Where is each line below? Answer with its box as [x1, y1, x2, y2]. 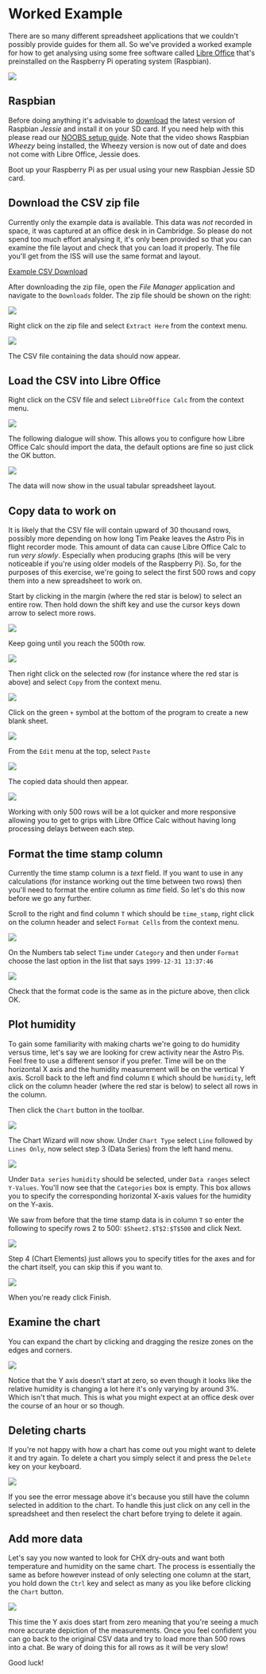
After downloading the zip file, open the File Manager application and [8, 282, 236, 291]
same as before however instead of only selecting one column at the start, [8, 1570, 252, 1579]
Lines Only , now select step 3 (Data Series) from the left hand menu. [8, 1144, 233, 1153]
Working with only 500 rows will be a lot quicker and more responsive [8, 807, 237, 817]
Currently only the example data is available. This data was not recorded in [8, 217, 253, 227]
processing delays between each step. [8, 824, 135, 833]
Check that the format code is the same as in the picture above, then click [8, 987, 250, 996]
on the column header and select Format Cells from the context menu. [8, 918, 240, 926]
